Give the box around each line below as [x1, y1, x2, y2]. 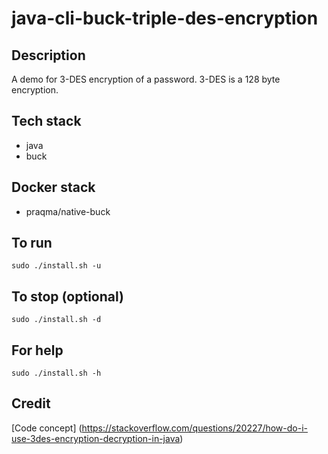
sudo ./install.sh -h [11, 368, 102, 379]
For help [11, 342, 64, 359]
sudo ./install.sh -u [11, 261, 102, 271]
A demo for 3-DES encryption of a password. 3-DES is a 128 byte [11, 73, 281, 85]
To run [11, 235, 53, 252]
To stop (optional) [11, 288, 124, 305]
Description [11, 47, 86, 64]
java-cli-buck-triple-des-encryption [11, 7, 319, 30]
